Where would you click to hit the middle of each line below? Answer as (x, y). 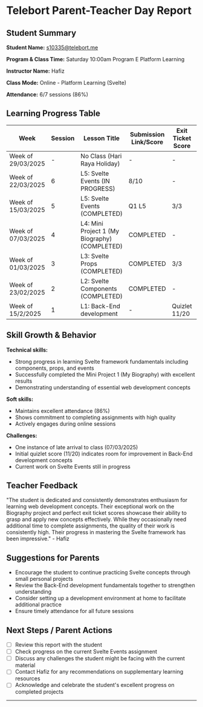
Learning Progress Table (53, 114)
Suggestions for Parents (53, 558)
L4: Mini (92, 223)
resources (27, 679)
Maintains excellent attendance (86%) (62, 410)
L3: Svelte (95, 256)
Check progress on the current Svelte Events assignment (86, 652)
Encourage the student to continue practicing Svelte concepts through (103, 572)
